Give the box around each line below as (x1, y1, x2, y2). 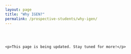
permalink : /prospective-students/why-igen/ (5, 16, 98, 21)
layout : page (5, 7, 32, 12)
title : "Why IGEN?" (5, 12, 45, 17)
